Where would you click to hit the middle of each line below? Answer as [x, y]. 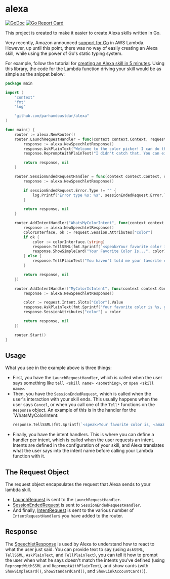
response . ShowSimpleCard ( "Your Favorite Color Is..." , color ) [99, 251]
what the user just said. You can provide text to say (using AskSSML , [75, 549]
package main [19, 83]
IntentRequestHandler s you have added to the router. [68, 516]
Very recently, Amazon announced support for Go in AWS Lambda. [75, 42]
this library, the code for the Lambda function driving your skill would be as [83, 69]
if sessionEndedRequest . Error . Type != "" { [70, 190]
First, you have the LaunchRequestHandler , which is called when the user [88, 378]
